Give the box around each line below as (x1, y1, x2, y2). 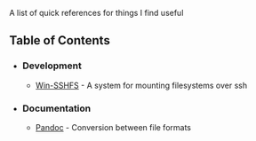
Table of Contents (9, 33, 111, 48)
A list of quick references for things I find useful (9, 8, 184, 18)
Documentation (21, 102, 92, 114)
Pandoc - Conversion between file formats (35, 121, 191, 132)
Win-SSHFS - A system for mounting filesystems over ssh (35, 80, 247, 90)
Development (21, 59, 82, 72)
